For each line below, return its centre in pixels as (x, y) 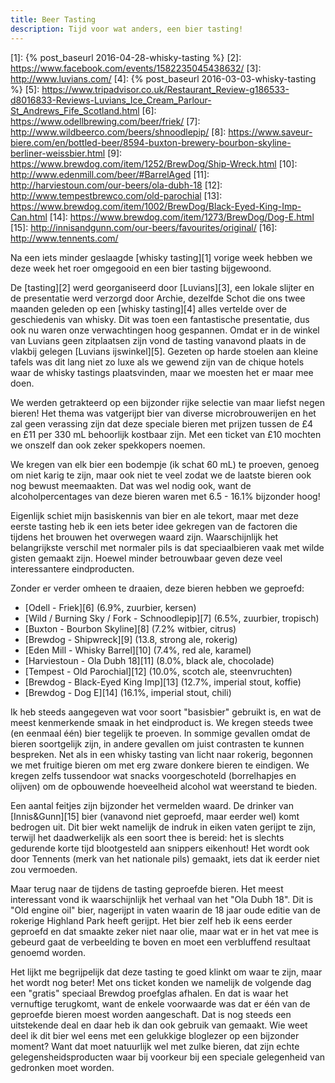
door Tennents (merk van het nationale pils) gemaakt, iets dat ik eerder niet (165, 858)
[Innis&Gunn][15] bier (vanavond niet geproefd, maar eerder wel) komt (155, 816)
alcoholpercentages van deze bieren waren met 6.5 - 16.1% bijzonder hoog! (165, 496)
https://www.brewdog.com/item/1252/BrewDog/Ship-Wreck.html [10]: (154, 163)
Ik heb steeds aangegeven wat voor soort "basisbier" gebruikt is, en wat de (166, 712)
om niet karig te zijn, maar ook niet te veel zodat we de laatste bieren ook (161, 475)
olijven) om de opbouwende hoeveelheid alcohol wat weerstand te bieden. (164, 786)
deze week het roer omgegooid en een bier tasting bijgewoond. (141, 268)
